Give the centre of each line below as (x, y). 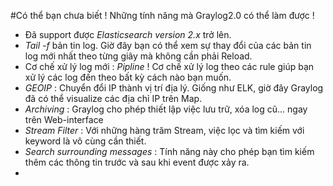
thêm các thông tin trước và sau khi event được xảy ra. (137, 162)
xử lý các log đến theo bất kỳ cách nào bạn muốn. (128, 77)
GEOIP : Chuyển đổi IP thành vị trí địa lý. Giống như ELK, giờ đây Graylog (174, 88)
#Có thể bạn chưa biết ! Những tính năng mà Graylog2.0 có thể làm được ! (162, 15)
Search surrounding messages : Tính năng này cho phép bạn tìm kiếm (169, 151)
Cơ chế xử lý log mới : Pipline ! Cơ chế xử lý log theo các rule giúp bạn (169, 66)
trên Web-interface (64, 119)
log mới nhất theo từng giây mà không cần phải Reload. (138, 56)
